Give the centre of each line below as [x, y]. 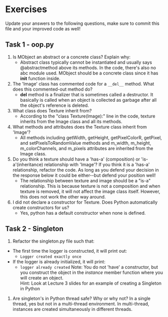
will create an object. [42, 278]
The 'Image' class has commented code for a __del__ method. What [83, 84]
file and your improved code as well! [43, 28]
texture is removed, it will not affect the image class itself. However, [90, 191]
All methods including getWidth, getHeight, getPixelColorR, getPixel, [91, 137]
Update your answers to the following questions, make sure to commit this [82, 23]
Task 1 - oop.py [30, 45]
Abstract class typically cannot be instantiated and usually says [86, 62]
